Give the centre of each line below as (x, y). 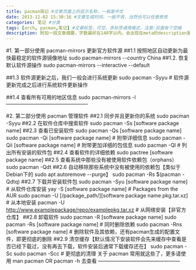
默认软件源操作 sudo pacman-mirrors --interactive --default (78, 65)
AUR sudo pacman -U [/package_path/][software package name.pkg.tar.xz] (97, 196)
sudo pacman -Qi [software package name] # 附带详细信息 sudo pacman (94, 138)
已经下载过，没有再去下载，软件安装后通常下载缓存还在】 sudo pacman (97, 247)
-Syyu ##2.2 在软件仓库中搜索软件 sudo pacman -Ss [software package (93, 123)
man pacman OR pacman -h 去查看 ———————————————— (96, 261)
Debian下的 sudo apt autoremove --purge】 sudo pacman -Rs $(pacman (93, 174)
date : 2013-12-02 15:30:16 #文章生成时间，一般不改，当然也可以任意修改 (87, 17)
